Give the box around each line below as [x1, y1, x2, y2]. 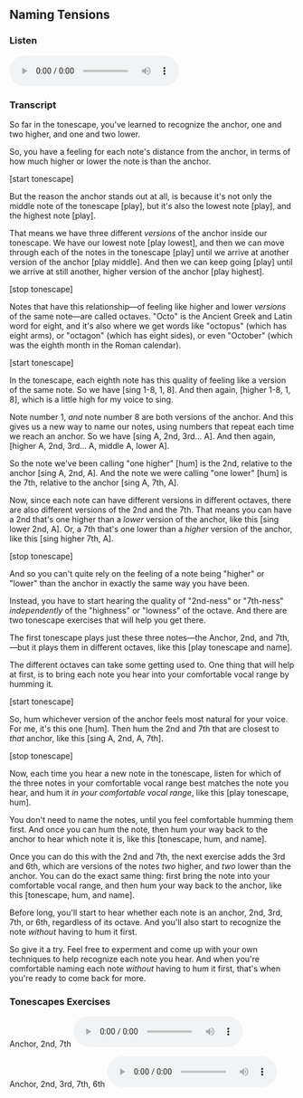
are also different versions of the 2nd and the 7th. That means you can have [9, 504, 292, 515]
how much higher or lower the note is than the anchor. [9, 156, 212, 167]
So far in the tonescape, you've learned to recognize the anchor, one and [9, 119, 282, 129]
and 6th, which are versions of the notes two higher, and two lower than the [9, 860, 291, 872]
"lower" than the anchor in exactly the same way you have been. [9, 578, 251, 588]
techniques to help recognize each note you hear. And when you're [9, 953, 260, 964]
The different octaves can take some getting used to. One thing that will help [9, 659, 295, 670]
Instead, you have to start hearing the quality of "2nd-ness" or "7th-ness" [9, 595, 284, 606]
